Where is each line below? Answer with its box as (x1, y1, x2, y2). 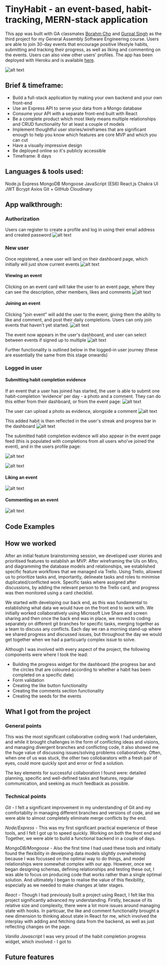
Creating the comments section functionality (12, 687, 104, 693)
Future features (5, 953, 54, 962)
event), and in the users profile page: (5, 443, 81, 450)
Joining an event (5, 301, 41, 307)
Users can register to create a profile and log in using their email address (5, 227, 155, 233)
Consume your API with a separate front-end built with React (12, 110, 138, 116)
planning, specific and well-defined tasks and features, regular (5, 775, 134, 781)
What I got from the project (5, 707, 91, 716)
